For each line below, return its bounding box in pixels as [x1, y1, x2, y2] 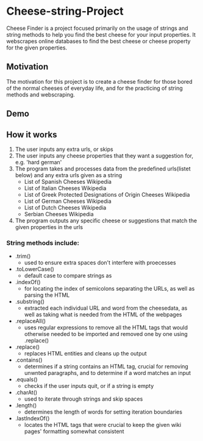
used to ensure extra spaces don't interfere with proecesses [24, 259, 176, 266]
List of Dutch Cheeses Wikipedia [24, 203, 107, 211]
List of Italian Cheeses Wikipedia [24, 184, 107, 192]
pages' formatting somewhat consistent [24, 428, 124, 435]
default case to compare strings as [24, 272, 112, 279]
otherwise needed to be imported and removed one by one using [24, 330, 188, 338]
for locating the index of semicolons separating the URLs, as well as [24, 285, 195, 293]
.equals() [15, 376, 38, 383]
